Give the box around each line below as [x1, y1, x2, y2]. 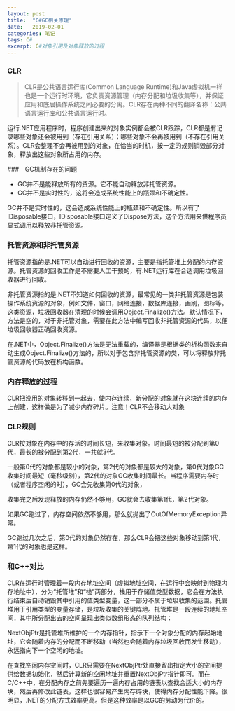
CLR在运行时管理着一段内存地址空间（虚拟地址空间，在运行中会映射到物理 [7, 579, 222, 587]
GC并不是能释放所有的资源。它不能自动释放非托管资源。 [17, 180, 180, 188]
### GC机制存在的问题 [7, 165, 78, 174]
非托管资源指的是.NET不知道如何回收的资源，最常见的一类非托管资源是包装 [7, 290, 224, 298]
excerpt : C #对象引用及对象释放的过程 [7, 43, 105, 50]
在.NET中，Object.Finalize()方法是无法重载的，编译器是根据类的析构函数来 [7, 340, 222, 348]
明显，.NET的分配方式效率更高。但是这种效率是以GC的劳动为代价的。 [7, 696, 208, 705]
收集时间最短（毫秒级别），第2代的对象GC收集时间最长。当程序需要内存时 [7, 471, 220, 480]
